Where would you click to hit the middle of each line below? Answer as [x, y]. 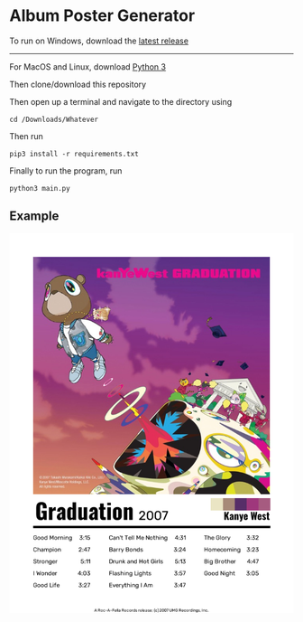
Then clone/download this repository [78, 84]
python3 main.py [40, 188]
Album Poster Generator [102, 16]
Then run [26, 136]
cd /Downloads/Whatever [54, 119]
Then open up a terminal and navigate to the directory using [121, 101]
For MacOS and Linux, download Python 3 [88, 66]
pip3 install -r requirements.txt [74, 154]
